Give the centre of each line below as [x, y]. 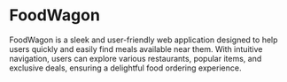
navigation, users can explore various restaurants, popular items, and [136, 58]
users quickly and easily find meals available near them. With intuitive [136, 48]
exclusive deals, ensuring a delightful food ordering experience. [125, 68]
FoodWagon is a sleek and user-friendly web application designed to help [143, 40]
